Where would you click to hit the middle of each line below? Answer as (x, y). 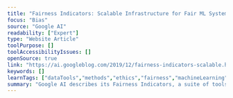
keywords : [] (26, 71)
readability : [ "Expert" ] (43, 33)
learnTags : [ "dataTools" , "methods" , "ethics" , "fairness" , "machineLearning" (118, 78)
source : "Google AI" (37, 26)
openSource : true (32, 59)
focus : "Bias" (28, 20)
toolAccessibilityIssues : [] (49, 52)
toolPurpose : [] (31, 46)
